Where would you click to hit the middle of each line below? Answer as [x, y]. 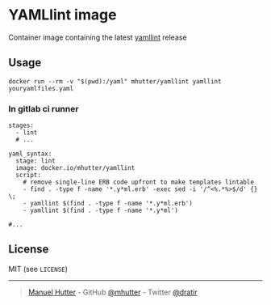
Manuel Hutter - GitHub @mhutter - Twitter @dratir [113, 292]
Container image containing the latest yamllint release [98, 37]
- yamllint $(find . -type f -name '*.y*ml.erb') [108, 204]
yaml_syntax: [30, 154]
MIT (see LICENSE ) [38, 269]
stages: [21, 126]
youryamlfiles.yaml [41, 88]
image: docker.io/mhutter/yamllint [75, 168]
